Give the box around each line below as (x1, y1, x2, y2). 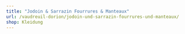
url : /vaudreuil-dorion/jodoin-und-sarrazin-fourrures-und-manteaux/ (6, 14, 180, 20)
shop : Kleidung (6, 19, 43, 25)
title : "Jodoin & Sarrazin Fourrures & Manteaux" (6, 8, 130, 14)
